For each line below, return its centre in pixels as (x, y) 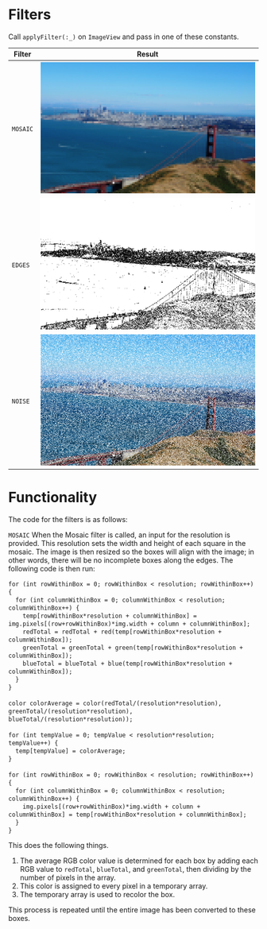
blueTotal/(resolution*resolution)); (71, 719)
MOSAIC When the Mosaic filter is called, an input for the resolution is (119, 535)
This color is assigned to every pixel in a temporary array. (114, 886)
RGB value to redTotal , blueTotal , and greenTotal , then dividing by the (135, 869)
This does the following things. (58, 845)
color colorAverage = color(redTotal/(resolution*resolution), (115, 703)
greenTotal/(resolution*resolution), (71, 711)
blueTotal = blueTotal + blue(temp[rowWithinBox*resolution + (128, 664)
